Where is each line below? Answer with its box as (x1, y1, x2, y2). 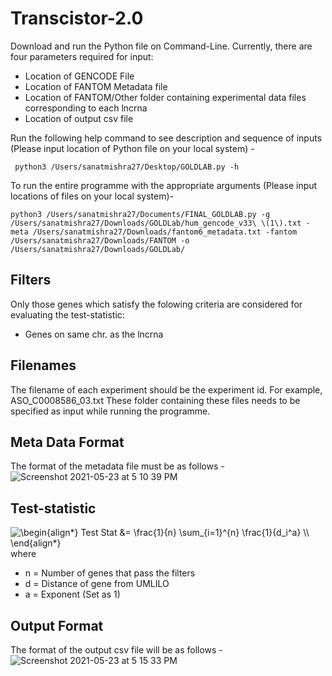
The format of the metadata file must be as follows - (10, 460, 225, 472)
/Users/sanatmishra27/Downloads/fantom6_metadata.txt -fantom (32, 227, 298, 237)
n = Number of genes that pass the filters (24, 567, 196, 579)
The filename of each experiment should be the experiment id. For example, (10, 383, 323, 396)
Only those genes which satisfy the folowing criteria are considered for (10, 298, 303, 310)
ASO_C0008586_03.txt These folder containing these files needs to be (10, 394, 301, 406)
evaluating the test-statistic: (10, 308, 125, 321)
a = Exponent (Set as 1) (24, 588, 121, 601)
